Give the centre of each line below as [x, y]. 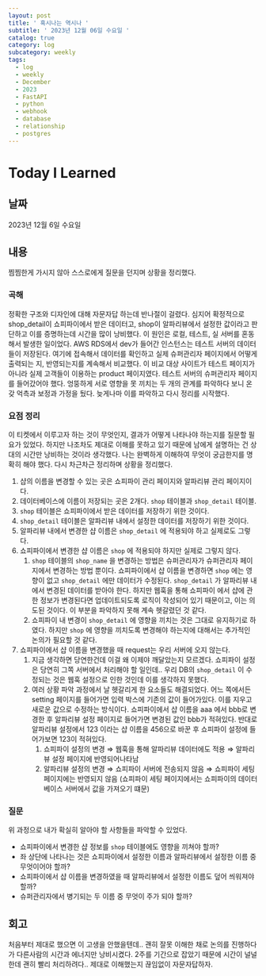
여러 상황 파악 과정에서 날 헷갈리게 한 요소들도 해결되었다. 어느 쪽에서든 [141, 690]
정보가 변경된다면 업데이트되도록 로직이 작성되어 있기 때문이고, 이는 [144, 601]
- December [33, 82]
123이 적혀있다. [83, 740]
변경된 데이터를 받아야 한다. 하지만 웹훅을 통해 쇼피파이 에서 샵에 [146, 590]
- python [30, 104]
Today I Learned [62, 173]
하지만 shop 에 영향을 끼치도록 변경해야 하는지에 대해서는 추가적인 [150, 630]
